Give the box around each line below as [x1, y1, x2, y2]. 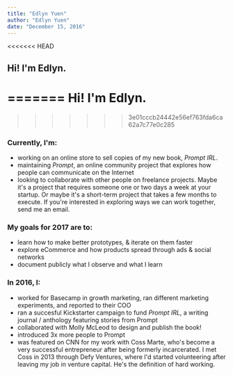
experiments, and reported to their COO [17, 301, 131, 309]
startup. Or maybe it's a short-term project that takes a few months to [17, 190, 217, 199]
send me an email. [17, 206, 70, 213]
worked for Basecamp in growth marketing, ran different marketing [17, 293, 209, 302]
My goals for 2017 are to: [7, 222, 93, 232]
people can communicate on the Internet [17, 168, 134, 176]
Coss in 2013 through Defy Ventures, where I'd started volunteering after [17, 352, 226, 361]
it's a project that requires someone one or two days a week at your [17, 183, 211, 191]
